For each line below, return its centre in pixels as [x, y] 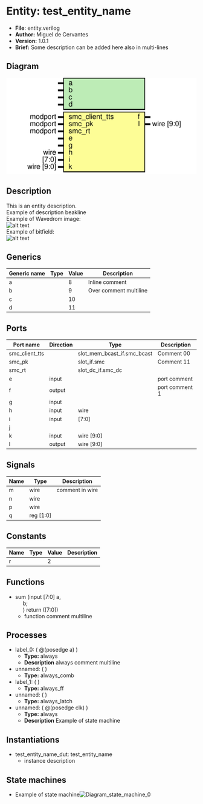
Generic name [27, 273]
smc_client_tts [26, 353]
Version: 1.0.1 [32, 41]
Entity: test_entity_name [69, 11]
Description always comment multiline [72, 663]
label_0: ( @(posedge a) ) [47, 650]
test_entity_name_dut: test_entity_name [64, 754]
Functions [26, 582]
